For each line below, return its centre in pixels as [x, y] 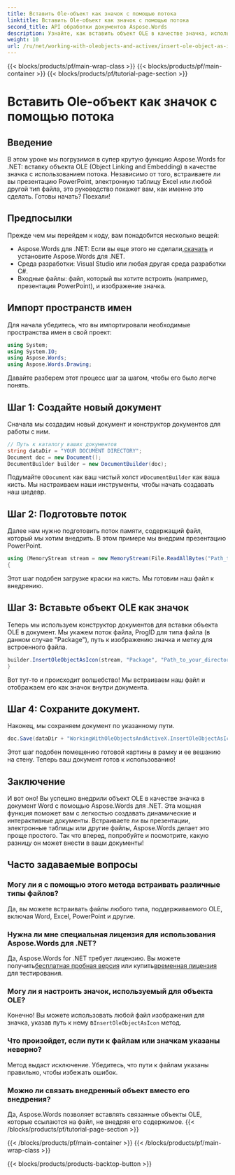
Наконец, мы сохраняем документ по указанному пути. [91, 726]
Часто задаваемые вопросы [73, 865]
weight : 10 [23, 40]
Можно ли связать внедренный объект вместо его [99, 1090]
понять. [19, 385]
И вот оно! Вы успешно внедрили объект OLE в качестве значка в [106, 799]
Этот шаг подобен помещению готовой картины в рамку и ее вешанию [114, 752]
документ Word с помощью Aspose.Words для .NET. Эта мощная [104, 806]
